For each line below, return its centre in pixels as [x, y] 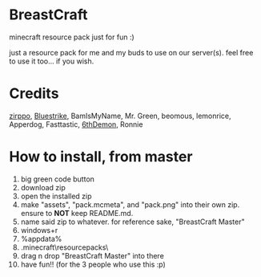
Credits [34, 94]
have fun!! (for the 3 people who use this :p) [93, 264]
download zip [43, 187]
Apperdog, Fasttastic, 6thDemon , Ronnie [76, 124]
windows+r [39, 230]
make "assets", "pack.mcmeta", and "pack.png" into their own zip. [130, 204]
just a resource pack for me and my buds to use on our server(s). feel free [131, 52]
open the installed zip [56, 196]
